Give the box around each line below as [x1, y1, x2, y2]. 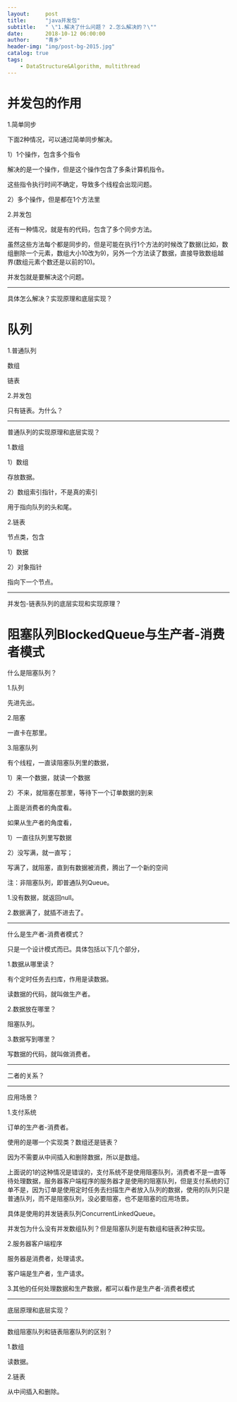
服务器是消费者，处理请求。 [7, 1255, 88, 1263]
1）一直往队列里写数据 [7, 834, 72, 842]
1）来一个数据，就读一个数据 [7, 774, 90, 782]
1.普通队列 [7, 346, 37, 355]
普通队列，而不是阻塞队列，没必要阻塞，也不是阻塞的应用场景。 [7, 1195, 193, 1203]
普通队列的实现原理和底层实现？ [7, 427, 100, 436]
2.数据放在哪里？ [7, 1005, 56, 1013]
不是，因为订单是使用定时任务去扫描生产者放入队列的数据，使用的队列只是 [13, 1185, 230, 1194]
